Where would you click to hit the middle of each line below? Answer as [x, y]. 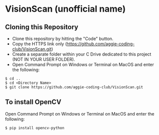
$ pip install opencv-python [35, 128]
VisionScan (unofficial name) [65, 9]
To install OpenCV [33, 102]
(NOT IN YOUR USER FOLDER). [44, 59]
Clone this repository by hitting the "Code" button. [63, 39]
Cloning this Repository [42, 27]
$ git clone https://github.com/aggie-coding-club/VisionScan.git [74, 87]
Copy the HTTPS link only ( [39, 44]
